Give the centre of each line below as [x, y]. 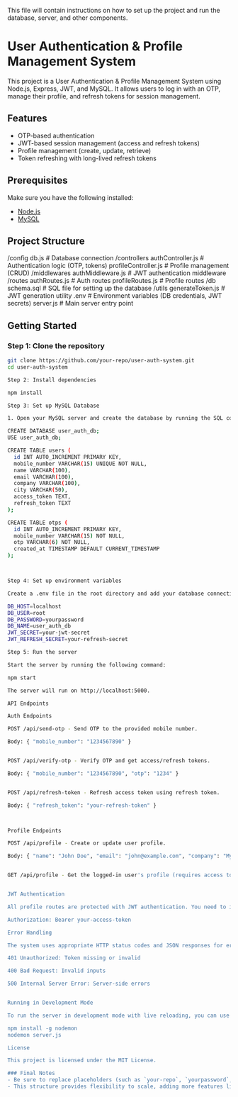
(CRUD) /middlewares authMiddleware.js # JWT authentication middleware [117, 273]
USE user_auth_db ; [34, 438]
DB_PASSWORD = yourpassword [45, 620]
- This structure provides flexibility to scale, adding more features [115, 1087]
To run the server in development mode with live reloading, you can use [119, 1015]
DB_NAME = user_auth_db [39, 626]
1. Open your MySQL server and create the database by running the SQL [115, 418]
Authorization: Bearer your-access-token [69, 920]
